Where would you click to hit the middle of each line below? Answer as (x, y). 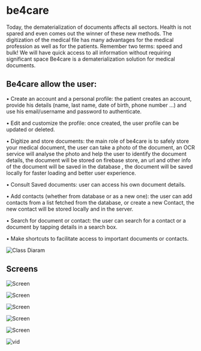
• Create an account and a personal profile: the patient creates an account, (99, 98)
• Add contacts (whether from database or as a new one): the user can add (99, 196)
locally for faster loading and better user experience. (71, 173)
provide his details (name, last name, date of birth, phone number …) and (97, 105)
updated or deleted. (31, 129)
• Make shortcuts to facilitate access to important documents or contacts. (97, 238)
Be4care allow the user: (52, 84)
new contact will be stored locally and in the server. (70, 209)
